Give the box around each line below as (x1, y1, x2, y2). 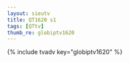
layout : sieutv (7, 10, 51, 17)
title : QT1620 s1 (7, 16, 57, 23)
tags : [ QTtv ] (7, 23, 44, 29)
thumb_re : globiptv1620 (7, 29, 75, 36)
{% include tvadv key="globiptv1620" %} (7, 48, 123, 56)
